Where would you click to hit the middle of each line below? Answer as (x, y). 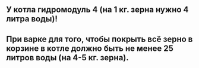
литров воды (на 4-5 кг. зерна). (67, 58)
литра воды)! (32, 19)
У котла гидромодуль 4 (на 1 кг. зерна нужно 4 (97, 10)
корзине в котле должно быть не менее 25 (90, 48)
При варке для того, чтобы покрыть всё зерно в (99, 39)
